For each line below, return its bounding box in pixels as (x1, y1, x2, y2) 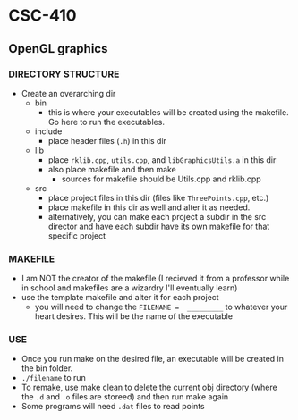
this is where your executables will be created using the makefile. (47, 106, 289, 117)
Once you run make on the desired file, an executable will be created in (21, 354, 284, 365)
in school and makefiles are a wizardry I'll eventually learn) (21, 282, 238, 293)
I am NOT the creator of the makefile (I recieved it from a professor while (21, 273, 290, 284)
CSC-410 (8, 5, 77, 26)
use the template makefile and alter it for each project (21, 292, 220, 303)
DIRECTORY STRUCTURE (8, 68, 120, 80)
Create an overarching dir (21, 88, 116, 98)
